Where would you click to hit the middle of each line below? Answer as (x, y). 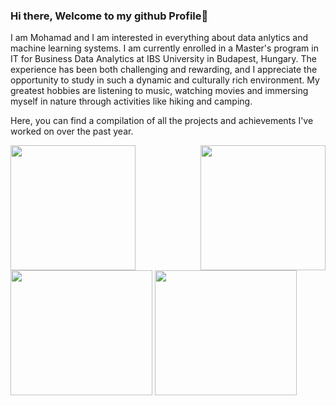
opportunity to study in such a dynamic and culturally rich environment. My (165, 80)
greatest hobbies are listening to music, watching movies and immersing (159, 91)
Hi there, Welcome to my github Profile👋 (109, 16)
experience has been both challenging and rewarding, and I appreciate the (164, 70)
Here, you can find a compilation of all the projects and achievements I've (162, 121)
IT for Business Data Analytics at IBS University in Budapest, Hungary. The (164, 59)
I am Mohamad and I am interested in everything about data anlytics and (159, 38)
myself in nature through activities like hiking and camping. (131, 101)
